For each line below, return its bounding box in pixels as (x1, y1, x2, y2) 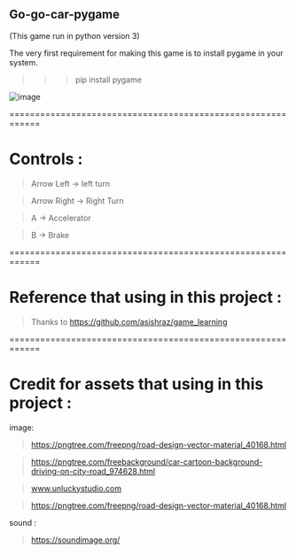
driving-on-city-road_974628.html (30, 466, 156, 476)
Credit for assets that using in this (9, 373, 264, 394)
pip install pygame (74, 74, 142, 85)
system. (9, 57, 38, 67)
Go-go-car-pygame (9, 7, 121, 22)
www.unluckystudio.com (30, 482, 122, 494)
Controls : (9, 150, 83, 169)
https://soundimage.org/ (30, 535, 121, 545)
